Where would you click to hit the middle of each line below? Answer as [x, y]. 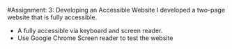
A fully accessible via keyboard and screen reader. [90, 31]
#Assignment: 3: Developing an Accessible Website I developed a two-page [116, 10]
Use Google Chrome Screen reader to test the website [95, 38]
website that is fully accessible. [52, 17]
